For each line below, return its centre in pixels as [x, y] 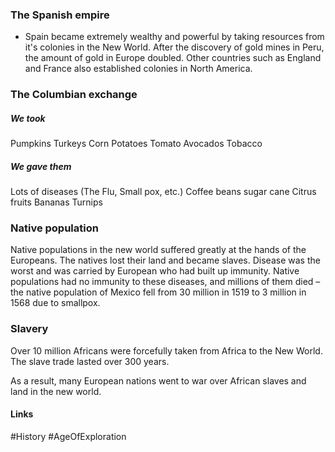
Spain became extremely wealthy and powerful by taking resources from [174, 37]
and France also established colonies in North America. [138, 69]
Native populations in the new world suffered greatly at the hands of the [158, 250]
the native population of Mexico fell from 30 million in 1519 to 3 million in [158, 292]
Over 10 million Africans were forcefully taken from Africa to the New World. [166, 350]
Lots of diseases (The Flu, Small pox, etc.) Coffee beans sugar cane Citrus [163, 192]
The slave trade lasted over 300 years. [90, 361]
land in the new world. [56, 391]
